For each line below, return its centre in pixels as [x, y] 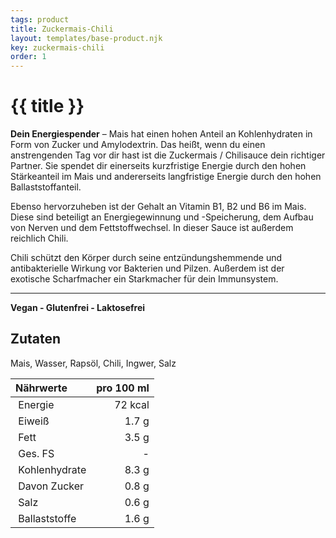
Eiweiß [34, 421]
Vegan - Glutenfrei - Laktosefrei [78, 308]
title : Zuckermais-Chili [62, 29]
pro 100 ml [123, 388]
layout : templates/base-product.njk [86, 38]
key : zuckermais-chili [57, 47]
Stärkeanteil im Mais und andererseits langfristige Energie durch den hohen [166, 177]
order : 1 [28, 57]
